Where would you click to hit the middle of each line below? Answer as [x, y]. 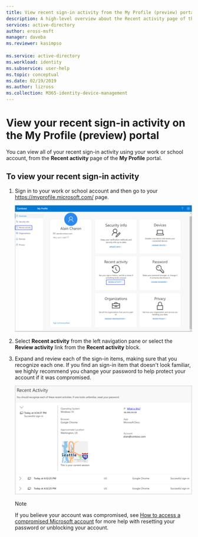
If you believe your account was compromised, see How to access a [98, 515]
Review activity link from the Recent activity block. [77, 347]
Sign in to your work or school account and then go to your [86, 191]
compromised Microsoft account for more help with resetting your [95, 521]
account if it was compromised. [53, 377]
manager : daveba [26, 37]
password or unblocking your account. [62, 528]
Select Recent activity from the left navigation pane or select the [93, 341]
